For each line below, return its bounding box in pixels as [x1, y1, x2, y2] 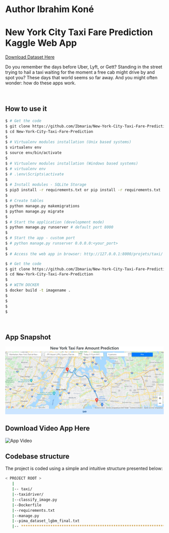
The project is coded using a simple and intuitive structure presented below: [5, 465, 163, 471]
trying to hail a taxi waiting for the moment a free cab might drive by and [5, 69, 155, 75]
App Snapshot [5, 333, 51, 341]
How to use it [5, 104, 47, 113]
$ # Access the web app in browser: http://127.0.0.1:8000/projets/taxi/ [5, 251, 163, 256]
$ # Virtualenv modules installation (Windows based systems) [5, 161, 138, 166]
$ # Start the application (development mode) [5, 220, 105, 225]
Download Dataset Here [5, 54, 55, 60]
